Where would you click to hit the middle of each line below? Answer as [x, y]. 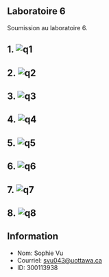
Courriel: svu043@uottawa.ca [60, 260]
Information [33, 236]
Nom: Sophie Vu [40, 253]
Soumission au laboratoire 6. [47, 27]
